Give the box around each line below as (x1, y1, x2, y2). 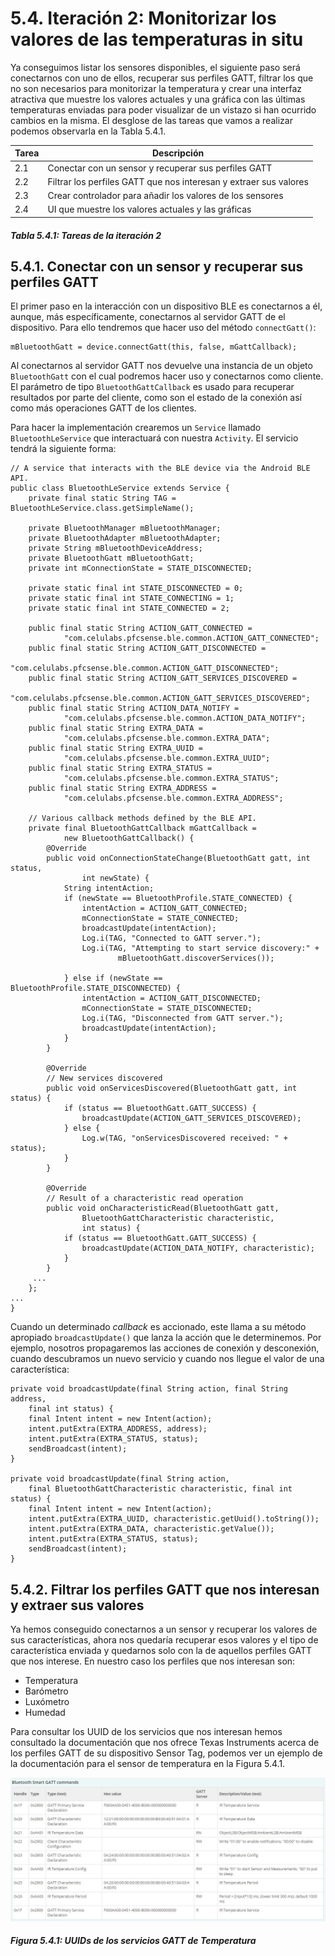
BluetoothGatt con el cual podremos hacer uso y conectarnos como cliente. (10, 370, 324, 382)
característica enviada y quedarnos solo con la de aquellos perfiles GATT (10, 1645, 312, 1657)
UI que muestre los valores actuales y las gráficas (47, 203, 252, 216)
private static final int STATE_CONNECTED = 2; (28, 603, 230, 614)
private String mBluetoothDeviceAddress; (28, 543, 203, 554)
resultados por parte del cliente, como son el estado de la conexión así (10, 392, 302, 404)
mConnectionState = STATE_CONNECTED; (81, 913, 240, 924)
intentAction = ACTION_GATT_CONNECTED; (81, 903, 248, 914)
